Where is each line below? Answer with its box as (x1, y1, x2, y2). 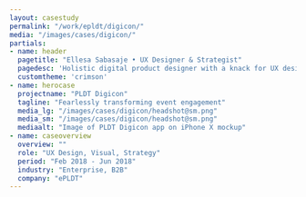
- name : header (9, 47, 67, 56)
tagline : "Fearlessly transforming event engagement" (17, 97, 226, 107)
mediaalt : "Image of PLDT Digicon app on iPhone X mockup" (17, 123, 247, 133)
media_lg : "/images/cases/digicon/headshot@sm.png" (17, 106, 219, 115)
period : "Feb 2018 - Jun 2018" (17, 156, 137, 166)
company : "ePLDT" (17, 173, 84, 182)
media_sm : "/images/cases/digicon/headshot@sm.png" (17, 114, 219, 123)
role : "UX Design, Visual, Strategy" (17, 148, 161, 157)
